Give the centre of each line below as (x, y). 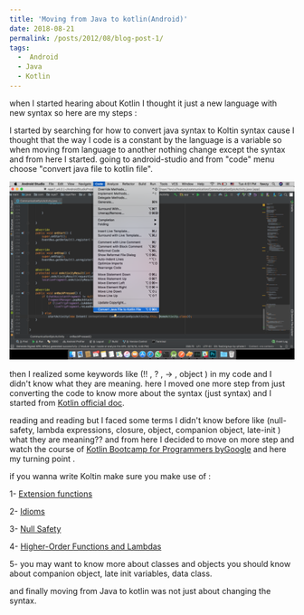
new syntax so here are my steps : (73, 112)
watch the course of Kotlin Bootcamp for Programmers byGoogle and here (148, 449)
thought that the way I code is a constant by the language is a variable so (146, 139)
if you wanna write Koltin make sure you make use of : (110, 476)
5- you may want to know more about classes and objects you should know (150, 563)
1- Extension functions (51, 494)
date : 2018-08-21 (42, 28)
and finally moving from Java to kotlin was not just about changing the (140, 591)
